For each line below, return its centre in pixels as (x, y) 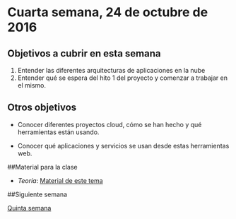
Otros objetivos (42, 108)
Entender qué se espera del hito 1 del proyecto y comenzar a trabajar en (123, 78)
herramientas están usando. (58, 132)
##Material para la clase (42, 167)
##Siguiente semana (37, 194)
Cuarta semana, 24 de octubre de (108, 12)
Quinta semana (29, 208)
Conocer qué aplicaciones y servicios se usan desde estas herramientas (123, 146)
